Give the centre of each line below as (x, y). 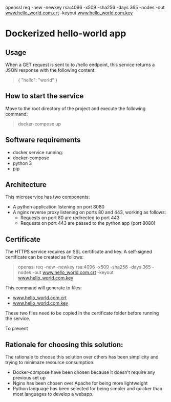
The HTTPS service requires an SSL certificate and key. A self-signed (79, 252)
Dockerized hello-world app (66, 34)
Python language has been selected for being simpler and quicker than (88, 389)
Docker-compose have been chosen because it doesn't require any (84, 372)
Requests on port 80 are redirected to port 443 (70, 218)
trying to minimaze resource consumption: (50, 363)
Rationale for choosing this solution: (64, 344)
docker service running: (38, 152)
